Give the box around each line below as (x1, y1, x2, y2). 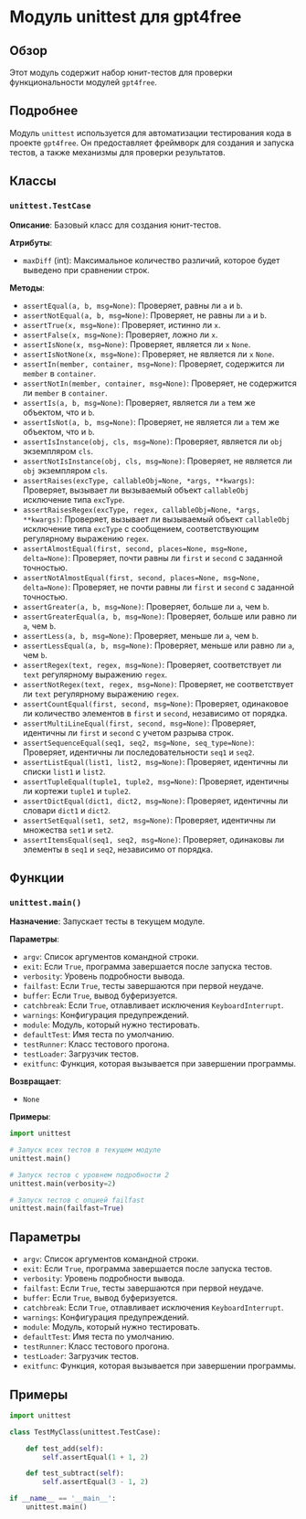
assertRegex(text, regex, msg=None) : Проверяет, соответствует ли (22, 659, 281, 670)
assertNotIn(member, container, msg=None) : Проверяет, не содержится (22, 377, 297, 388)
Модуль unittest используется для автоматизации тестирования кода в (9, 127, 292, 138)
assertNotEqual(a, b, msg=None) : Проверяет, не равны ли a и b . (22, 309, 268, 321)
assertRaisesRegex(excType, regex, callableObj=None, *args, (22, 505, 261, 515)
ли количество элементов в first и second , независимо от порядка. (22, 707, 288, 718)
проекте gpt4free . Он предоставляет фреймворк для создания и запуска (9, 137, 295, 148)
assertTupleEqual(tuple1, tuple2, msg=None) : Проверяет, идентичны (22, 775, 290, 787)
